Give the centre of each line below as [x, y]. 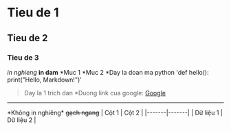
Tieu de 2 [27, 38]
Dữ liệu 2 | [22, 120]
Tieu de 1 [33, 13]
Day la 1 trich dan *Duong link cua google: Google [95, 93]
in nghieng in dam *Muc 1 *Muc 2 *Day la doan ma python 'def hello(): [108, 72]
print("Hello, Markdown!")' [45, 80]
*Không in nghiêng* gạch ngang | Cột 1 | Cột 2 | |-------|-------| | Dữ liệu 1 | [115, 112]
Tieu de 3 [23, 58]
